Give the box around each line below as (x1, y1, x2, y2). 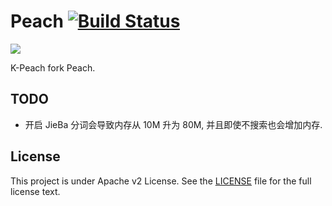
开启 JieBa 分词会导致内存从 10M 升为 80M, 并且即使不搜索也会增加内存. (24, 118, 323, 130)
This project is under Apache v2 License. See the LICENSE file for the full (10, 175, 312, 187)
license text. (10, 185, 61, 197)
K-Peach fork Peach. (10, 61, 96, 74)
